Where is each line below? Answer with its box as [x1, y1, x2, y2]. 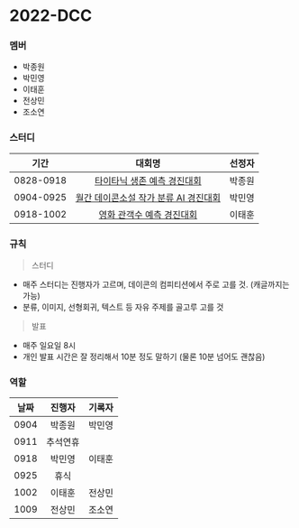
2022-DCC [9, 5, 93, 26]
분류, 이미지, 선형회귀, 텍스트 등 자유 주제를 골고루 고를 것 [22, 301, 224, 312]
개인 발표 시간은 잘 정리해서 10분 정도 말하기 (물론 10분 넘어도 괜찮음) [22, 351, 266, 362]
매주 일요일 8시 [22, 340, 77, 351]
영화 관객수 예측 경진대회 [98, 208, 198, 221]
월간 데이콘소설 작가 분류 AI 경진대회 [75, 191, 221, 204]
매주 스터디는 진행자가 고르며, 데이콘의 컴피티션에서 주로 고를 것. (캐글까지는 [22, 279, 290, 290]
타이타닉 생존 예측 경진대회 [94, 174, 202, 187]
